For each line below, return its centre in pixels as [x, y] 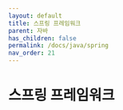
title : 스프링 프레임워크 [45, 23]
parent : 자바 [28, 31]
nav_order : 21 [32, 53]
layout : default [35, 16]
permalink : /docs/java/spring [59, 46]
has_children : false [43, 38]
